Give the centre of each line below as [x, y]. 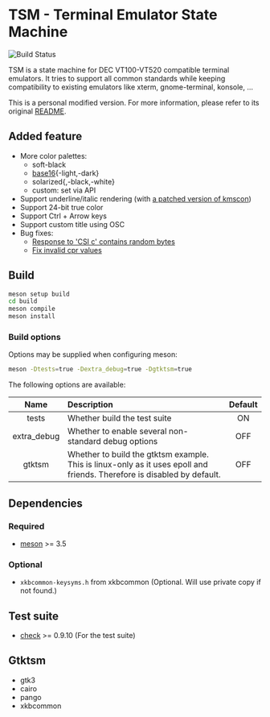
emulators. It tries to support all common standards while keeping [117, 78]
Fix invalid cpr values [67, 250]
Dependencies [45, 503]
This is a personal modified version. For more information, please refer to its [134, 102]
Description [90, 404]
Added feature [45, 137]
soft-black [49, 164]
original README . [37, 111]
